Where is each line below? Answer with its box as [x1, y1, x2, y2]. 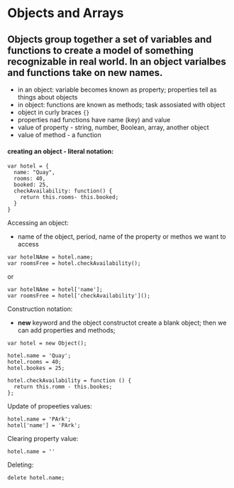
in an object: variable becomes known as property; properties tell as [17, 85, 218, 94]
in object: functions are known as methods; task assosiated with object [17, 101, 225, 109]
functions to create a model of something [7, 44, 194, 56]
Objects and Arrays [7, 5, 124, 21]
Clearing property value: [7, 435, 79, 443]
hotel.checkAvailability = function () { [7, 377, 132, 384]
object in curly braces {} [17, 108, 90, 116]
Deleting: [7, 460, 34, 470]
